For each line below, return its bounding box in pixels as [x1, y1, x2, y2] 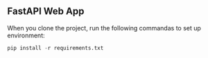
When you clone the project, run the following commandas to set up [7, 23, 201, 32]
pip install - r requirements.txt [7, 44, 104, 51]
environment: [7, 31, 45, 39]
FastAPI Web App [7, 6, 85, 17]
